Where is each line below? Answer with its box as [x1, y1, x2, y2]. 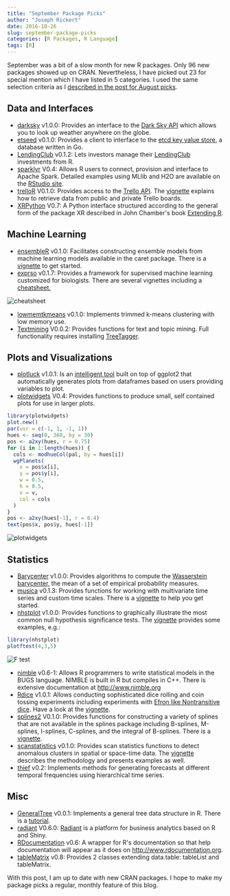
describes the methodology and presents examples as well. [16, 756, 186, 764]
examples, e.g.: [16, 623, 60, 631]
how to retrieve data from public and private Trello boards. [16, 194, 183, 202]
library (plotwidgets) [7, 413, 69, 419]
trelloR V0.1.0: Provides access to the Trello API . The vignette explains [16, 186, 215, 195]
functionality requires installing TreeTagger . [16, 331, 140, 340]
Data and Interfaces [7, 102, 94, 114]
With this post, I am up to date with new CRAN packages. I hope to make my [7, 873, 222, 882]
